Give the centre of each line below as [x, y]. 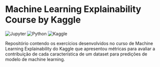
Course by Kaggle [43, 20]
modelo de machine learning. [35, 59]
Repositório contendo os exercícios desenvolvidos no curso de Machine [79, 43]
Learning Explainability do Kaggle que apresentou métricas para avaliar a [80, 48]
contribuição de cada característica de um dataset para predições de [76, 54]
